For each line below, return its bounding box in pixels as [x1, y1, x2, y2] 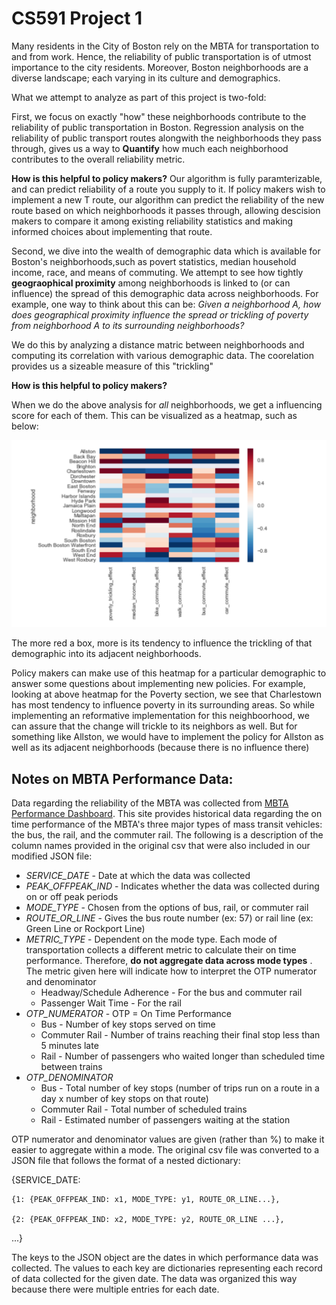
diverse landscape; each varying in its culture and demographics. [11, 72, 281, 84]
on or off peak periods [25, 891, 119, 902]
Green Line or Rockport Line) [25, 923, 146, 934]
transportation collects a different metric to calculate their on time [25, 944, 297, 956]
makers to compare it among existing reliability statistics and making [11, 215, 294, 227]
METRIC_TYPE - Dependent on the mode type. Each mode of [25, 933, 278, 945]
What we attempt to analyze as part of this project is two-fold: [11, 91, 267, 103]
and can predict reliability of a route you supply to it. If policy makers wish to [11, 183, 326, 195]
